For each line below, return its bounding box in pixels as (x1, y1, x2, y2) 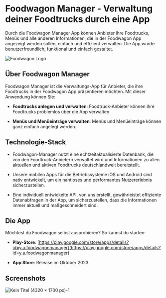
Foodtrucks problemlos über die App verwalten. (12, 108, 111, 114)
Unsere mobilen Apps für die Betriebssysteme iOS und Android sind (12, 171, 152, 177)
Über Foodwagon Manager (5, 70, 90, 79)
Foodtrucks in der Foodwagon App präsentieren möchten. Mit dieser (5, 88, 146, 95)
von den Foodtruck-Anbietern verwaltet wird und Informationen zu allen (12, 156, 160, 162)
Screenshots (5, 274, 46, 283)
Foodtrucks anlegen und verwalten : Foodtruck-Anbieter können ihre (12, 103, 155, 109)
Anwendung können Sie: (5, 94, 56, 99)
